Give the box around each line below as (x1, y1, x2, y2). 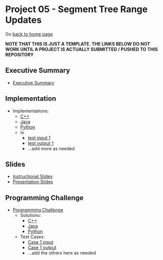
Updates (5, 14, 42, 26)
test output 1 (27, 140, 54, 146)
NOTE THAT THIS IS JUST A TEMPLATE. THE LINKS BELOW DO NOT (5, 40, 150, 47)
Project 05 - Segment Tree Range (5, 4, 148, 15)
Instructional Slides (12, 174, 53, 180)
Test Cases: (20, 234, 45, 240)
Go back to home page (5, 31, 53, 37)
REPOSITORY (5, 52, 34, 58)
